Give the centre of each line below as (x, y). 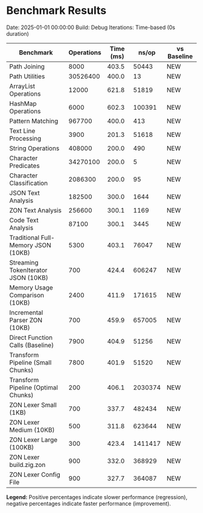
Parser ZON (26, 320)
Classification (29, 183)
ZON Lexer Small (33, 405)
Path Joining (27, 66)
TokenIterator (28, 270)
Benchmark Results (56, 11)
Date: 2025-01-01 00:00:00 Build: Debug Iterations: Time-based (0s (91, 27)
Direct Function (31, 337)
